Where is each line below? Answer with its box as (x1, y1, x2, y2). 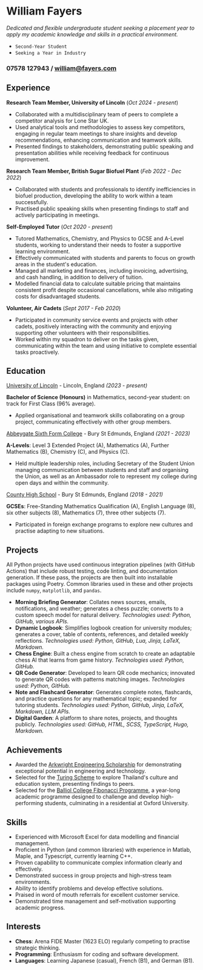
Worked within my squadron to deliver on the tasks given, (15, 335, 159, 343)
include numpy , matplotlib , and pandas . (6, 586, 102, 594)
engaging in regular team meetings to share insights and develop (15, 130, 178, 137)
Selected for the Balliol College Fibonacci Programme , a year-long (15, 786, 181, 794)
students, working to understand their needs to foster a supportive (15, 241, 182, 248)
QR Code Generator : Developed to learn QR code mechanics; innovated (15, 669, 195, 677)
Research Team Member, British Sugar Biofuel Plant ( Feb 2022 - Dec (6, 167, 182, 174)
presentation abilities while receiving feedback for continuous (15, 149, 170, 156)
